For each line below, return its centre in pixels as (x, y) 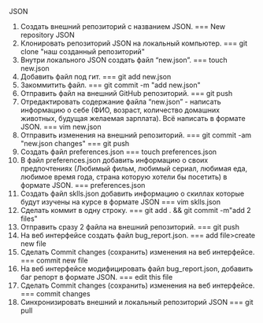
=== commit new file (54, 260)
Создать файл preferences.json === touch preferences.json (119, 152)
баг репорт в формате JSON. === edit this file (96, 277)
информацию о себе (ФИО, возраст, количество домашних (120, 110)
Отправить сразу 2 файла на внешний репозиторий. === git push (130, 227)
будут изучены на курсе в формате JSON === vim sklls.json (120, 202)
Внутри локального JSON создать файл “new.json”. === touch (124, 60)
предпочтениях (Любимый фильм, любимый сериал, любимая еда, (134, 169)
